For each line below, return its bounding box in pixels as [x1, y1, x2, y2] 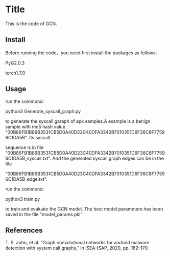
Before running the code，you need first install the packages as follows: [5, 50, 157, 56]
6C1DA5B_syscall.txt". [5, 155, 52, 161]
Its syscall [29, 134, 50, 140]
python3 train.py [5, 196, 40, 202]
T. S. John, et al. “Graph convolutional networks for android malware [5, 240, 150, 246]
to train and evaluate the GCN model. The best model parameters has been [5, 206, 163, 212]
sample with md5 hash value [5, 123, 65, 130]
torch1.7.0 [5, 70, 26, 76]
